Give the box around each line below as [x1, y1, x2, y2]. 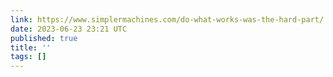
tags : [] [10, 52, 47, 62]
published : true [10, 33, 78, 43]
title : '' [10, 42, 52, 53]
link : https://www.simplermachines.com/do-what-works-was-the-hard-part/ [10, 14, 325, 25]
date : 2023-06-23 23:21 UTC [10, 24, 128, 34]
